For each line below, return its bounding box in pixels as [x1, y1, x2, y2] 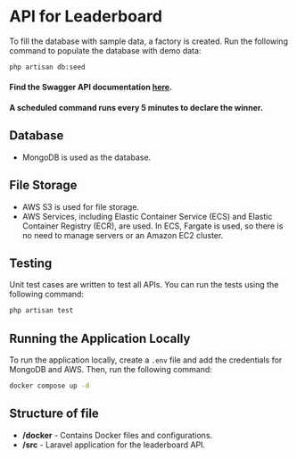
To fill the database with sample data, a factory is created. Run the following [9, 36, 288, 46]
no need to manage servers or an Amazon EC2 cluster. [21, 229, 224, 240]
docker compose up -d [9, 381, 90, 390]
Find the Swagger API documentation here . [9, 82, 172, 93]
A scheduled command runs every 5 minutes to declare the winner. [9, 103, 263, 113]
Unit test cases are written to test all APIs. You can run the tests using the [9, 280, 279, 290]
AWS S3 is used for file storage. [21, 201, 140, 212]
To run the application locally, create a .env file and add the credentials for [9, 355, 283, 365]
